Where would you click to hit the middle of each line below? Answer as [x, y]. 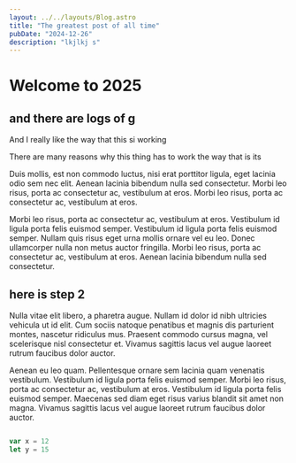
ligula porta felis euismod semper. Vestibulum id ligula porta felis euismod [143, 229]
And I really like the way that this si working [88, 140]
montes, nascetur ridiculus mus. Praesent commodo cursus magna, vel [138, 335]
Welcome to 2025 [76, 86]
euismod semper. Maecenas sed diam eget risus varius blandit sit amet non [147, 398]
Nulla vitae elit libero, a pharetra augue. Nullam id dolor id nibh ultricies [138, 316]
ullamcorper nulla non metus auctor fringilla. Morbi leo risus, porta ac [135, 248]
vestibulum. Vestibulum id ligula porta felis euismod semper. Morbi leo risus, [148, 380]
